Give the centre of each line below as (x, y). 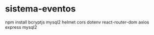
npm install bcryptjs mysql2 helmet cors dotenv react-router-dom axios (77, 22)
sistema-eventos (40, 9)
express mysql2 (21, 27)
